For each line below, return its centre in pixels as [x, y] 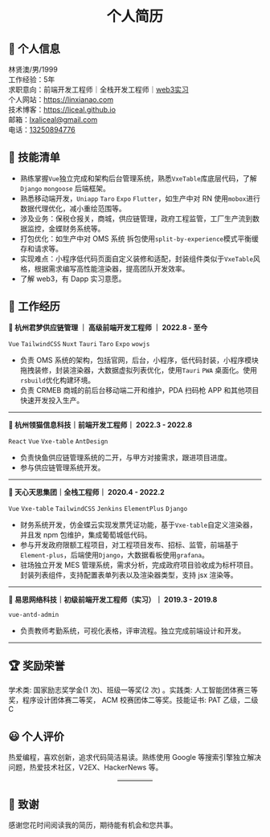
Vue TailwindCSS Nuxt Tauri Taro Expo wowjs [79, 344]
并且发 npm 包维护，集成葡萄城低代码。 [86, 534]
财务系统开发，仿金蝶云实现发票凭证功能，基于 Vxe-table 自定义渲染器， [138, 525]
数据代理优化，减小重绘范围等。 [73, 208]
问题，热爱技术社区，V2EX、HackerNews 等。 [86, 767]
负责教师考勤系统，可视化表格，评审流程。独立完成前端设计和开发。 [133, 631]
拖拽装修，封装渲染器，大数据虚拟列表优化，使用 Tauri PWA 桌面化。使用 [138, 370]
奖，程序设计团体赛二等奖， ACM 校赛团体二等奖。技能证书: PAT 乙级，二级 [133, 700]
